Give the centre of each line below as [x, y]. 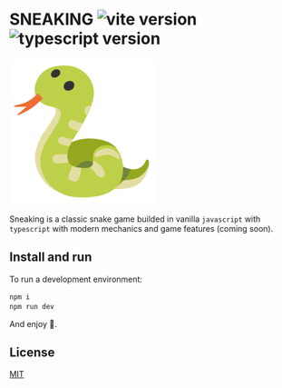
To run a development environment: [76, 279]
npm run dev [32, 306]
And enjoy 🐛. [33, 323]
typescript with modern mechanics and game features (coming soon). [141, 228]
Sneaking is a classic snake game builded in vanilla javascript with [135, 219]
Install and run [51, 258]
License [32, 352]
